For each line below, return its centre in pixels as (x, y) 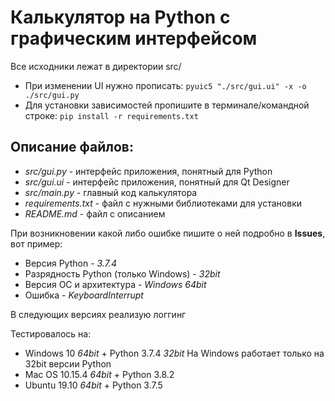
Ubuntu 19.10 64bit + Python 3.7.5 (93, 385)
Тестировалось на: (51, 333)
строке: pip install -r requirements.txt (111, 115)
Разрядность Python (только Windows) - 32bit (122, 273)
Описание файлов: (72, 147)
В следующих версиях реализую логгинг (98, 314)
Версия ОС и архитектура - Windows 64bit (115, 284)
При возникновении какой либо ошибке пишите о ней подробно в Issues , (168, 233)
